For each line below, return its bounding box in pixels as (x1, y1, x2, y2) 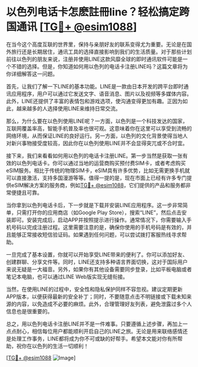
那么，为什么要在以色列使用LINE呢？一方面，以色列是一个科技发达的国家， (6, 117, 188, 124)
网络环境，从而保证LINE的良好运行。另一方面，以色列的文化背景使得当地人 (6, 132, 188, 139)
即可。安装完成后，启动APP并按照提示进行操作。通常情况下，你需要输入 (11, 216, 187, 223)
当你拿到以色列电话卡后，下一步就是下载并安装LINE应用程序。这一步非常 (6, 201, 183, 208)
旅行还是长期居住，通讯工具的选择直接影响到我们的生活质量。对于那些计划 (11, 48, 192, 55)
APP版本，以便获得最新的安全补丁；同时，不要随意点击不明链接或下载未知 (6, 293, 187, 300)
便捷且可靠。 (11, 189, 42, 196)
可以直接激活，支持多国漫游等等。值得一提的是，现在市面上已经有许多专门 (6, 174, 187, 181)
